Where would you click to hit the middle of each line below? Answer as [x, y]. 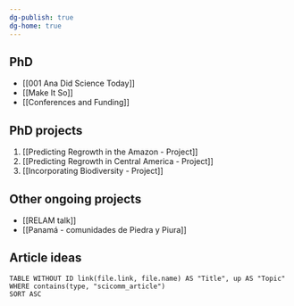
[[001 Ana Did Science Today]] [79, 83]
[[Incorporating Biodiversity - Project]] [92, 171]
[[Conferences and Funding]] [76, 103]
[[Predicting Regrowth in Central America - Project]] [118, 161]
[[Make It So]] [47, 93]
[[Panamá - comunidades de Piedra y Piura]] [105, 229]
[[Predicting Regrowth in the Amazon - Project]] [110, 152]
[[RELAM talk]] [49, 220]
